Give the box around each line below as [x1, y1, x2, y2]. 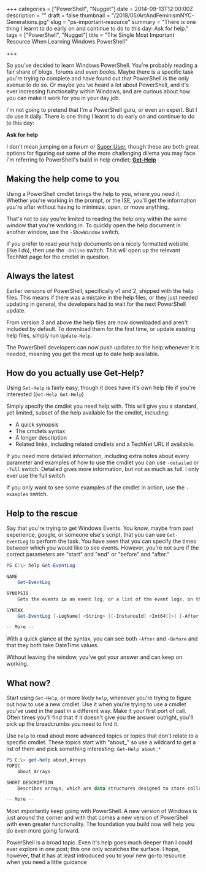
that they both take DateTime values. [6, 642, 99, 649]
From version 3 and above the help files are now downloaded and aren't [6, 319, 188, 326]
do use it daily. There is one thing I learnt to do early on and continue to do [6, 113, 195, 120]
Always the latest [6, 271, 75, 281]
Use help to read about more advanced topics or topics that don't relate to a [6, 732, 199, 739]
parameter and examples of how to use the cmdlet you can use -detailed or [6, 459, 199, 466]
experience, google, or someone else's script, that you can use [6, 531, 166, 539]
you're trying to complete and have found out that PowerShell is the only [6, 75, 189, 82]
